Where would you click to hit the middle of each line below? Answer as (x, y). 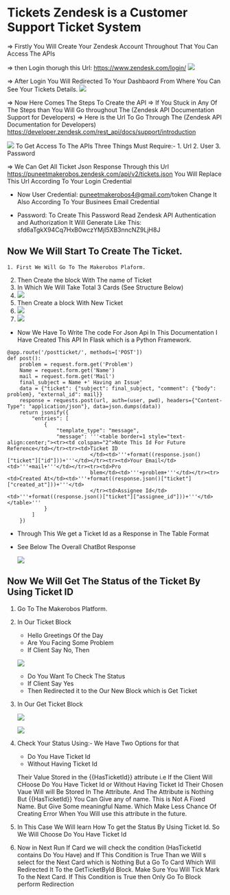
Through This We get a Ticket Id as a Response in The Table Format (113, 533)
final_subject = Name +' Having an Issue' (81, 382)
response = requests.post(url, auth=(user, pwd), (92, 400)
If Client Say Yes (50, 683)
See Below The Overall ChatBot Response (76, 546)
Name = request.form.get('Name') (67, 370)
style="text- (167, 437)
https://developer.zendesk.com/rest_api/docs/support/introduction (102, 131)
